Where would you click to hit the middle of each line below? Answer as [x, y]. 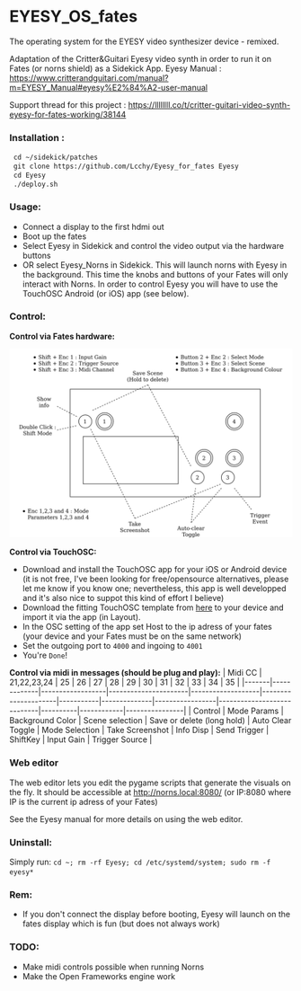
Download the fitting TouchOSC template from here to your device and [153, 607]
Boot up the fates [54, 236]
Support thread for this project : [68, 104]
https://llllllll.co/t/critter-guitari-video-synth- [209, 104]
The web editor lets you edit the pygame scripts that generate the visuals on [150, 783]
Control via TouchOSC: [53, 552]
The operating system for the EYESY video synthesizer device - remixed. [144, 41]
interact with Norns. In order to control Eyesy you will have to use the [150, 284]
